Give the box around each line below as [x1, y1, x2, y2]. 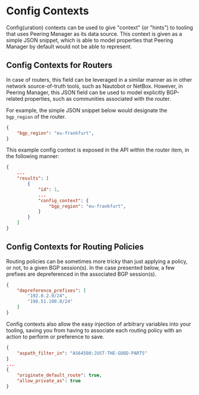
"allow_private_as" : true [17, 378, 81, 384]
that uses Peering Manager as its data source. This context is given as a [6, 30, 182, 37]
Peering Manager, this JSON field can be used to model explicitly [6, 88, 165, 96]
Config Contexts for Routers [6, 60, 113, 70]
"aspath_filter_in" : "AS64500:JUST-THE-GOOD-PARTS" [17, 350, 147, 356]
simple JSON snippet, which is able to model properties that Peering [6, 36, 173, 44]
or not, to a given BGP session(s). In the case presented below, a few [6, 264, 175, 271]
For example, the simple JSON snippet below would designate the [6, 106, 168, 114]
